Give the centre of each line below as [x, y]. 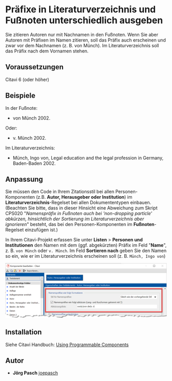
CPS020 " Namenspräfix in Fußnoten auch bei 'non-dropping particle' [79, 214]
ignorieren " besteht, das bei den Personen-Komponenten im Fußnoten [80, 224]
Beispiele [20, 96]
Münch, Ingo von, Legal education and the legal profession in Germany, [88, 158]
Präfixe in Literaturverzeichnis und [81, 9]
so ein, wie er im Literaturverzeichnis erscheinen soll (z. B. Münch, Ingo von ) [85, 256]
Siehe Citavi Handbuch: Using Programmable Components [67, 345]
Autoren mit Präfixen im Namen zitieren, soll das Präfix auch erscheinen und [86, 40]
